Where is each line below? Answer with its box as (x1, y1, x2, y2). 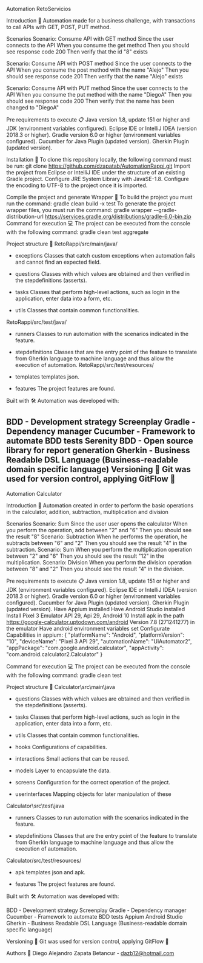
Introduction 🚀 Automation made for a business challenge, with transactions (6, 17, 196, 24)
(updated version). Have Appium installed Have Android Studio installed (6, 605, 185, 612)
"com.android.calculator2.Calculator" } (6, 650, 103, 658)
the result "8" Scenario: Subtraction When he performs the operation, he (6, 533, 188, 540)
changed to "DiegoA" (6, 104, 59, 111)
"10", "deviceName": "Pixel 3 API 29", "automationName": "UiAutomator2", (6, 637, 192, 645)
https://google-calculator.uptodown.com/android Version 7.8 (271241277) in (6, 618, 195, 625)
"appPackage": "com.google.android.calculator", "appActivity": (6, 644, 164, 651)
